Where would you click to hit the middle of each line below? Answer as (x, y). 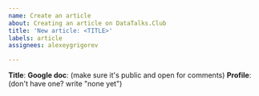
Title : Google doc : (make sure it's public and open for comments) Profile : (130, 75)
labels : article (35, 38)
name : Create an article (50, 16)
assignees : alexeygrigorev (53, 46)
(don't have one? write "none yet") (65, 84)
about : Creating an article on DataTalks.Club (87, 23)
